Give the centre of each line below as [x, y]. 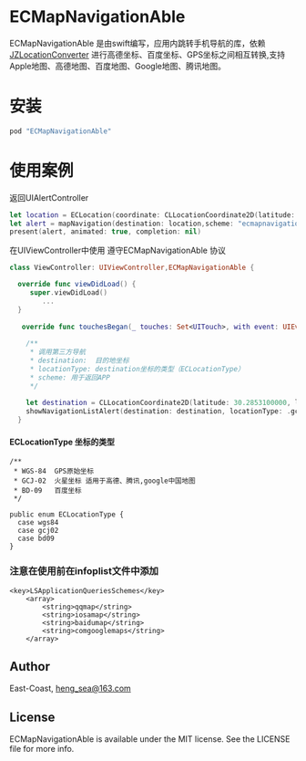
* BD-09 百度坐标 [47, 491]
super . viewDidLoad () [68, 293]
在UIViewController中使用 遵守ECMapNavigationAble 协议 [117, 250]
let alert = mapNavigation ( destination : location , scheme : [122, 224]
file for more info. [42, 749]
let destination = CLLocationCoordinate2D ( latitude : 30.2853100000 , [158, 403]
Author [30, 667]
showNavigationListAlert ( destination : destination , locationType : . [158, 412]
